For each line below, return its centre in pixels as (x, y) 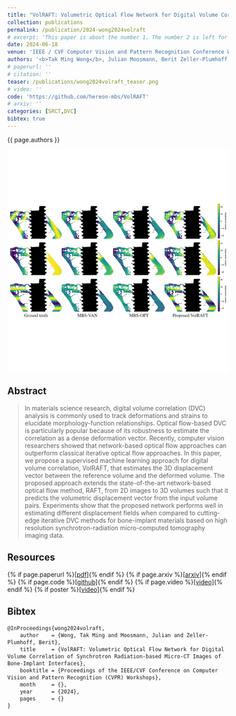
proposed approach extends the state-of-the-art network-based (118, 483)
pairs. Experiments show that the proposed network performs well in (124, 505)
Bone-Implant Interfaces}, (47, 664)
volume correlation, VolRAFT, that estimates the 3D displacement (119, 467)
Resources (31, 557)
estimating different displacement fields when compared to (110, 513)
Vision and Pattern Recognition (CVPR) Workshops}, (84, 678)
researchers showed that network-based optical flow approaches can (125, 445)
